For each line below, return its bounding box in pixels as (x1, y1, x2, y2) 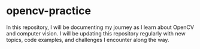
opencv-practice (6, 4, 92, 18)
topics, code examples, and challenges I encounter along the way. (6, 36, 169, 43)
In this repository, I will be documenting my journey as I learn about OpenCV (6, 24, 195, 31)
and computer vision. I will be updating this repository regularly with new (6, 30, 186, 37)
